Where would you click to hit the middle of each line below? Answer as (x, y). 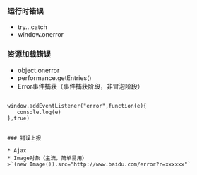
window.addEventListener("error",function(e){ (77, 106)
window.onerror (41, 35)
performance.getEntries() (54, 78)
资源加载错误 (29, 55)
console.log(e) (39, 112)
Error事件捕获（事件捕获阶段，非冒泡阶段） (80, 86)
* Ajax (17, 150)
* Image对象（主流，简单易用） (47, 158)
